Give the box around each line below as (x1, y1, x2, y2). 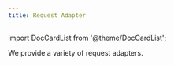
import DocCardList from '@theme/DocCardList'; (8, 33, 167, 42)
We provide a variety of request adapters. (8, 48, 143, 57)
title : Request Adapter (8, 11, 87, 20)
